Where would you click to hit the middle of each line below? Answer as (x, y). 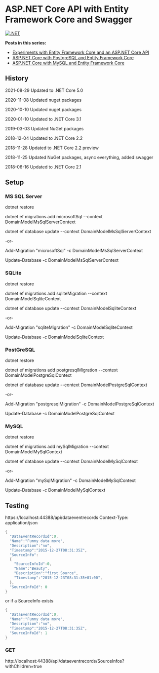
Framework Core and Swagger (69, 20)
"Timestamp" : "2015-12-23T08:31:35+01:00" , (58, 578)
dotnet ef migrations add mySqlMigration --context (57, 447)
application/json (21, 523)
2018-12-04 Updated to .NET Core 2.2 (44, 138)
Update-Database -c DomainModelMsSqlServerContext (62, 260)
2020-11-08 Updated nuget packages (43, 100)
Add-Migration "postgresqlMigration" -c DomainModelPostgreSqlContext (80, 404)
